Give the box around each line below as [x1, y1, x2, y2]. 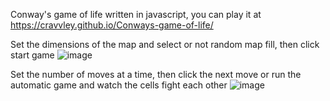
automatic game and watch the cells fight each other [10, 79, 228, 91]
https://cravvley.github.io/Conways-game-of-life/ [10, 19, 214, 31]
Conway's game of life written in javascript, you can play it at [10, 9, 262, 20]
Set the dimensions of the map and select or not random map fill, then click [10, 39, 320, 50]
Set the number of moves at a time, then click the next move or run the [10, 69, 302, 80]
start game [10, 49, 55, 61]
